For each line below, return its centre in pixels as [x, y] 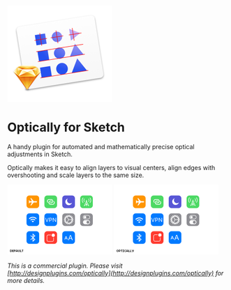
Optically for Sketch [66, 128]
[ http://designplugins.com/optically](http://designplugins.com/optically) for [115, 273]
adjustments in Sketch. [40, 154]
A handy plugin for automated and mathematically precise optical [101, 146]
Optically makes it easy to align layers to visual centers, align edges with [111, 167]
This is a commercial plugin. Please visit [65, 266]
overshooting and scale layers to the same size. [76, 175]
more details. [26, 280]
